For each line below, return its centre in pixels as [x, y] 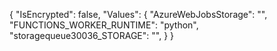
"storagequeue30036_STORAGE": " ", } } [91, 35]
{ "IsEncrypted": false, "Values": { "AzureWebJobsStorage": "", [138, 14]
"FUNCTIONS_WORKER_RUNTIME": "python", [104, 25]
